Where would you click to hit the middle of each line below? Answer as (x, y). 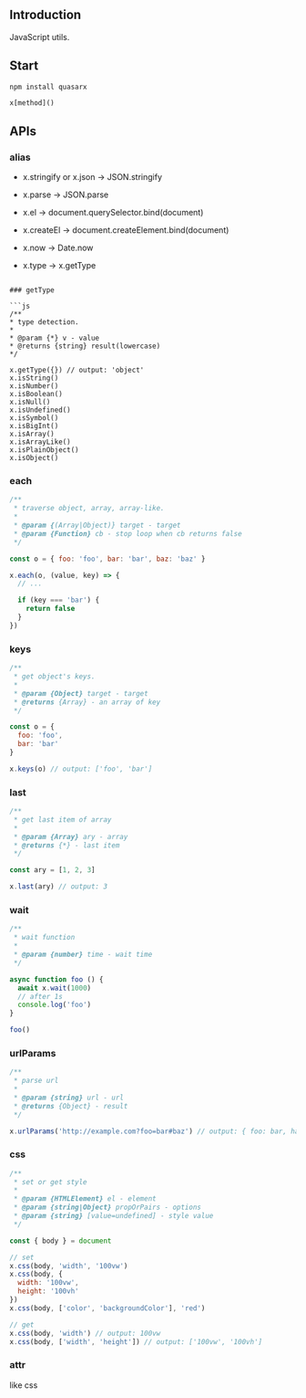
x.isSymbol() (34, 418)
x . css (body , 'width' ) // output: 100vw (85, 1333)
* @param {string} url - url (69, 1098)
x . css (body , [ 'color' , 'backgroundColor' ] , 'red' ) (107, 1308)
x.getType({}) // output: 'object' (77, 370)
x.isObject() (34, 458)
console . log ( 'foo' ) (55, 1005)
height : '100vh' (48, 1291)
